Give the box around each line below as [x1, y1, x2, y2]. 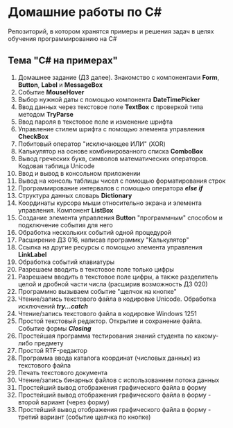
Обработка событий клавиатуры [17, 258, 115, 266]
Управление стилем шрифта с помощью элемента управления [17, 124, 205, 133]
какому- [194, 331, 219, 340]
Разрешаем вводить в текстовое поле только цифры [17, 265, 174, 273]
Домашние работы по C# [8, 4, 162, 20]
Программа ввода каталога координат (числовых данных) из [17, 354, 200, 362]
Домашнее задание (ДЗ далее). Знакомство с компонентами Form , [17, 73, 220, 81]
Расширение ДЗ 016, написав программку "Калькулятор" [17, 236, 189, 244]
